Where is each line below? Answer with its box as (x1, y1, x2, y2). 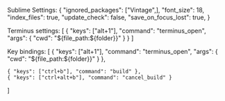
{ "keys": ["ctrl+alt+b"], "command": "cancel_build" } (7, 74, 172, 81)
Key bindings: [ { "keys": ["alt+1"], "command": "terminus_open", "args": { (7, 48, 219, 55)
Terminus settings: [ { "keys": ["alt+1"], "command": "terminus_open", (7, 27, 206, 35)
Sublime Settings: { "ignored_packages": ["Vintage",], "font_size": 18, (7, 6, 205, 14)
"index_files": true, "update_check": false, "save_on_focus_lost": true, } (7, 13, 210, 21)
